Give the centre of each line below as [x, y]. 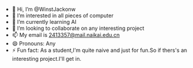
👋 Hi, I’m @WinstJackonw [44, 9]
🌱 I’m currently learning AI [44, 22]
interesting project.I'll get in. [47, 59]
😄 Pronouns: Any [34, 44]
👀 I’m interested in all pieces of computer [63, 16]
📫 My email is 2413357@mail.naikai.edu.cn [66, 35]
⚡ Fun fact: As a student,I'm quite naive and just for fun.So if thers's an [100, 50]
